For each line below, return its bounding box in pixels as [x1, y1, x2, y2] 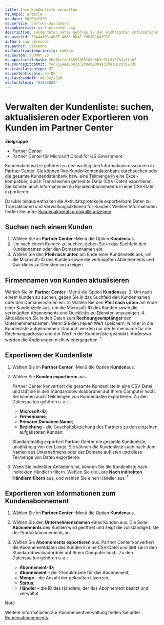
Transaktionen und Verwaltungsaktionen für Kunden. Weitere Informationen [5, 203, 157, 209]
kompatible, [5, 178, 29, 184]
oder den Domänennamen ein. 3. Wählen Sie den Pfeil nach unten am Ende [5, 300, 157, 306]
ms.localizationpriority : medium [5, 48, 73, 53]
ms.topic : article [5, 12, 42, 17]
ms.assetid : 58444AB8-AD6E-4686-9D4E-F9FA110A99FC [5, 35, 110, 40]
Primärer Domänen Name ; [19, 418, 73, 424]
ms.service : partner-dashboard [5, 21, 69, 26]
